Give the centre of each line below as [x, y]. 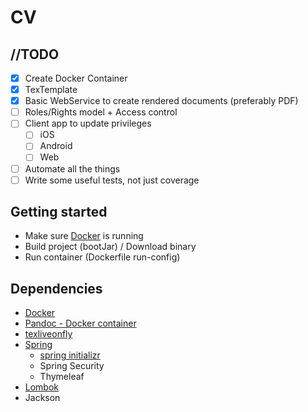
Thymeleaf [62, 377]
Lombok [42, 387]
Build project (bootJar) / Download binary [110, 247]
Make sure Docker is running [84, 236]
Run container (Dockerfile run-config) [102, 257]
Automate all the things [72, 168]
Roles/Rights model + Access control [101, 112]
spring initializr [70, 355]
